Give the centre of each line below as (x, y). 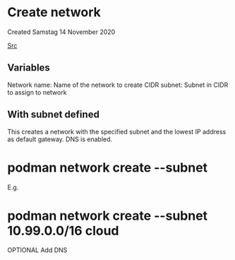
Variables (29, 68)
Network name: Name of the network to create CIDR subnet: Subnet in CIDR (118, 85)
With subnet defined (54, 115)
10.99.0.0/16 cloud (63, 231)
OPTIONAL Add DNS (37, 250)
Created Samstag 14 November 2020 (61, 32)
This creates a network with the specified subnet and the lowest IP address (117, 131)
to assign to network (37, 92)
